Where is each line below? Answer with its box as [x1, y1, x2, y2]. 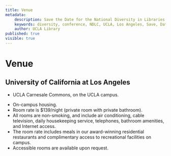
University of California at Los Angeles [5, 78, 131, 87]
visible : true [5, 36, 36, 41]
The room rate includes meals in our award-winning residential [12, 128, 144, 135]
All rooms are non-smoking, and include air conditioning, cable [12, 112, 145, 118]
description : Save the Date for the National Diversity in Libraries [14, 17, 165, 22]
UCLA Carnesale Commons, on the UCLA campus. [12, 91, 119, 97]
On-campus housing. [12, 101, 58, 108]
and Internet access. [12, 123, 56, 129]
